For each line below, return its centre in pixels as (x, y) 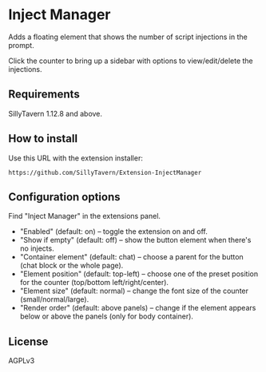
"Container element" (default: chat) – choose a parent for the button (131, 257)
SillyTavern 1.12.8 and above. (55, 113)
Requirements (44, 95)
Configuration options (65, 197)
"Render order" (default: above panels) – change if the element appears (138, 308)
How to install (43, 139)
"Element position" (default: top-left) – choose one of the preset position (139, 274)
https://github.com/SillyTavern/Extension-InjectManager (105, 172)
